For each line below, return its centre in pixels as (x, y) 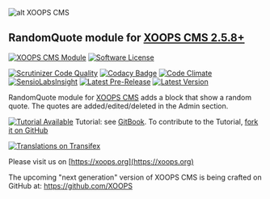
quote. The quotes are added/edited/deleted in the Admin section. (118, 106)
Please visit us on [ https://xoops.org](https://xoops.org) (101, 161)
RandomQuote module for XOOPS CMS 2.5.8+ (127, 38)
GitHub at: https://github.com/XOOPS (71, 185)
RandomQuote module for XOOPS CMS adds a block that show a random (130, 97)
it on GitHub (28, 130)
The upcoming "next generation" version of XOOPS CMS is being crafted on (135, 177)
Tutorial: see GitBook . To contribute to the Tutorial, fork (167, 121)
